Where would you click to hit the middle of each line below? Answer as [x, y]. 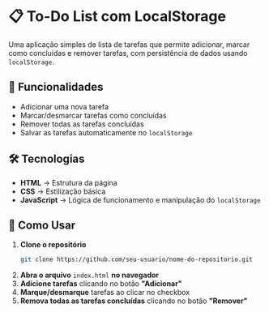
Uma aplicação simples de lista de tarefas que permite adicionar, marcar [129, 44]
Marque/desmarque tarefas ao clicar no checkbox [105, 293]
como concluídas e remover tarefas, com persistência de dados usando [128, 53]
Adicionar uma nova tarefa [64, 106]
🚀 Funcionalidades [56, 87]
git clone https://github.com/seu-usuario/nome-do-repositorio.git [136, 260]
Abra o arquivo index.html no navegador [90, 275]
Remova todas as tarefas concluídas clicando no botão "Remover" [134, 301]
